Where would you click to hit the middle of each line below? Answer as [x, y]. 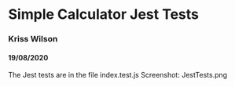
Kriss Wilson [33, 39]
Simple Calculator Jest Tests [103, 14]
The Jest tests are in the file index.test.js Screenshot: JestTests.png [118, 75]
